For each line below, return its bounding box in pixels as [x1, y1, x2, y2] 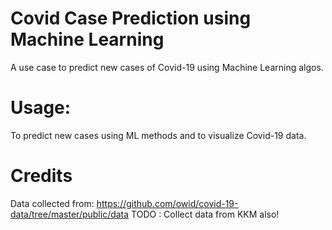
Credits [10, 165, 73, 187]
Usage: [10, 97, 72, 119]
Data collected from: [10, 197, 95, 209]
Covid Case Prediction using [10, 7, 252, 30]
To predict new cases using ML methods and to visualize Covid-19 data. [10, 129, 307, 141]
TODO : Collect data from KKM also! [131, 208, 280, 220]
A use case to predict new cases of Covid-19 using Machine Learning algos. [10, 61, 324, 73]
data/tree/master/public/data [10, 208, 130, 220]
